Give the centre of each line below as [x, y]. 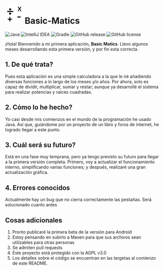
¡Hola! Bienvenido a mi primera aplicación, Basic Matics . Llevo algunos [77, 44]
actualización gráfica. [27, 172]
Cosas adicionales [34, 220]
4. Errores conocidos [37, 188]
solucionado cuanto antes [31, 205]
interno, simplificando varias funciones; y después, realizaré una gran [75, 167]
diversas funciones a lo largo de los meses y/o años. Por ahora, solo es [77, 81]
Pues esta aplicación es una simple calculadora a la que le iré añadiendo [78, 76]
